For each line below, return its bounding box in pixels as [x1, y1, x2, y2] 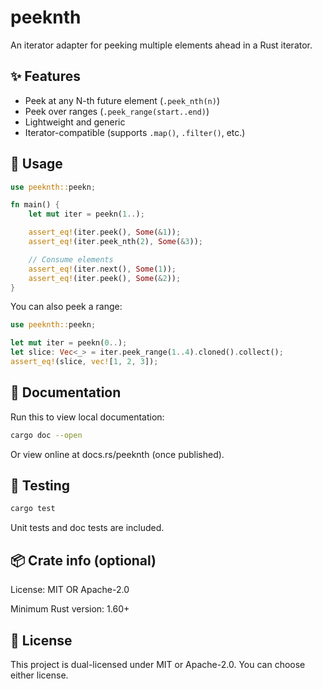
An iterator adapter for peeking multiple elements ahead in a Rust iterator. [10, 39, 313, 51]
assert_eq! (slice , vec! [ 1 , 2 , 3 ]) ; [10, 357, 159, 367]
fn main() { [10, 200, 60, 210]
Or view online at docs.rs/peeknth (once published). [10, 448, 225, 460]
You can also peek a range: [10, 301, 123, 313]
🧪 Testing [10, 477, 71, 495]
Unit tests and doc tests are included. [10, 522, 165, 534]
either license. [10, 669, 69, 681]
